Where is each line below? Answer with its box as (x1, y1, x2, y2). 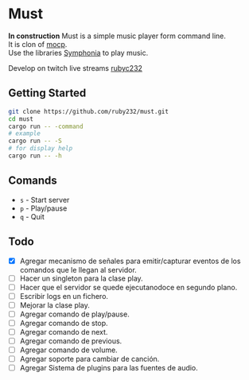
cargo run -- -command (8, 122, 84, 130)
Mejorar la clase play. (19, 300, 90, 310)
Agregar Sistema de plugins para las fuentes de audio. (19, 363, 199, 373)
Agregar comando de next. (19, 327, 108, 336)
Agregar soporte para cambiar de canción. (19, 355, 160, 364)
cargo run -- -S (8, 137, 62, 145)
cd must (8, 114, 34, 123)
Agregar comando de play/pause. (19, 309, 130, 319)
